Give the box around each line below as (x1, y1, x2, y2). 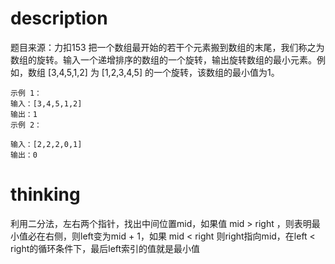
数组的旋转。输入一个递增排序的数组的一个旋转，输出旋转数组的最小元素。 (10, 53, 317, 66)
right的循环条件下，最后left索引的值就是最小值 (10, 242, 201, 254)
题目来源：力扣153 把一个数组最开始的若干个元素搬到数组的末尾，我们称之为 (10, 41, 325, 53)
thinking (10, 183, 81, 206)
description (10, 7, 108, 30)
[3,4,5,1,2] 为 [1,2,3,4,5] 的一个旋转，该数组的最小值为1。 (47, 66, 280, 78)
